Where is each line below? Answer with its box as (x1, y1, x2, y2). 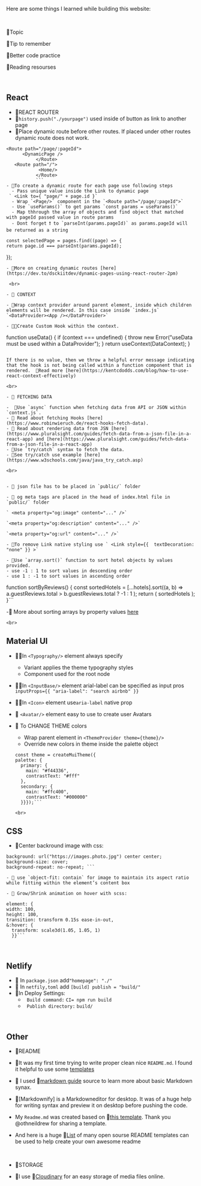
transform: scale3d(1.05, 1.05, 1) (11, 928, 101, 934)
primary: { (20, 762, 48, 769)
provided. (6, 563, 31, 569)
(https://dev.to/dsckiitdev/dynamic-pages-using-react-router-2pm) (6, 270, 179, 276)
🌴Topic (6, 28, 24, 36)
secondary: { (20, 783, 53, 790)
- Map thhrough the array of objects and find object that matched (11, 209, 184, 215)
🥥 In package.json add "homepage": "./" (14, 977, 113, 984)
